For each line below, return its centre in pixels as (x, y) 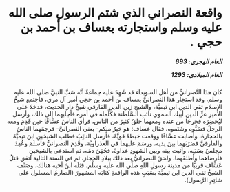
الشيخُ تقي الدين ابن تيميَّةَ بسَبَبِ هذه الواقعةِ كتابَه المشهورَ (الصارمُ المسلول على (120, 173)
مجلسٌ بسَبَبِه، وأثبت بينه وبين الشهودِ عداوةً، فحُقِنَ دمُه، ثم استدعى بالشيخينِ (125, 151)
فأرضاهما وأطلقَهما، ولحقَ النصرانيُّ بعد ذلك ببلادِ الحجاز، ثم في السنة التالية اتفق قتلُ (116, 158)
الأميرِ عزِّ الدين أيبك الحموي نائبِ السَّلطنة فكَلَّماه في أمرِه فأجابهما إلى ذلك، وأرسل (117, 114)
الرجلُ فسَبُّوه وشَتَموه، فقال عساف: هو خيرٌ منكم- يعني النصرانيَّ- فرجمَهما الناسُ (119, 129)
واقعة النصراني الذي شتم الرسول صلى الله (115, 13)
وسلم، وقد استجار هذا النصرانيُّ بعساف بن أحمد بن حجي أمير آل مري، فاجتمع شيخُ (118, 99)
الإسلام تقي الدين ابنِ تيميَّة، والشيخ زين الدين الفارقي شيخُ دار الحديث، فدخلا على (119, 107)
